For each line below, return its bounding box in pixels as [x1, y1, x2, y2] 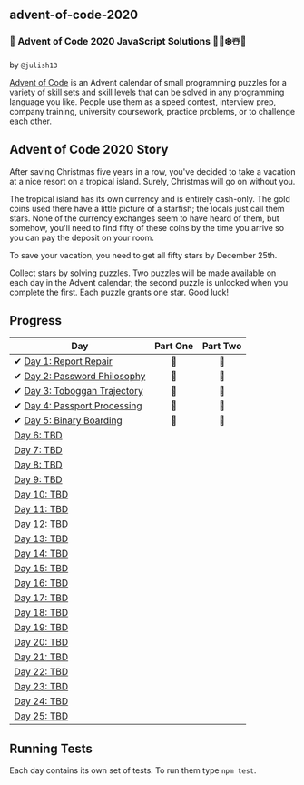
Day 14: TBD [14, 548, 69, 560]
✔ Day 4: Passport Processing [14, 399, 142, 412]
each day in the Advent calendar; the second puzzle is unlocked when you [9, 277, 289, 287]
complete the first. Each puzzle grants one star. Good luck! [9, 287, 230, 297]
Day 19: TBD [14, 621, 69, 634]
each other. [9, 116, 53, 126]
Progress [9, 313, 62, 328]
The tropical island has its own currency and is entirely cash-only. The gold [9, 193, 290, 204]
